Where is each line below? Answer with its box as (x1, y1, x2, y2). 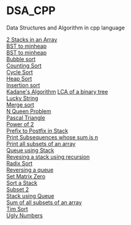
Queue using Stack (6, 147, 54, 154)
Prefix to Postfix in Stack (6, 127, 69, 134)
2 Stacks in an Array (6, 36, 58, 43)
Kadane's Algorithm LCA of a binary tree (6, 88, 108, 95)
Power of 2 (6, 120, 34, 128)
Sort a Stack (6, 179, 38, 186)
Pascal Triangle (6, 114, 45, 121)
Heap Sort (6, 75, 32, 82)
